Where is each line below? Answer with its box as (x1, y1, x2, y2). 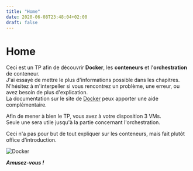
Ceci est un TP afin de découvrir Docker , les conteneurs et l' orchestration (6, 64, 187, 71)
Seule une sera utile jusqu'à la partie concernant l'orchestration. (6, 119, 161, 126)
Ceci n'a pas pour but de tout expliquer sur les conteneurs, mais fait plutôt (6, 130, 185, 138)
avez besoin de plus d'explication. (6, 89, 88, 96)
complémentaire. (6, 101, 47, 108)
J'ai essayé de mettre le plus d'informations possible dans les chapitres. (6, 77, 180, 84)
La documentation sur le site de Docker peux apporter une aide (6, 95, 159, 102)
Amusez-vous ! (6, 159, 44, 166)
